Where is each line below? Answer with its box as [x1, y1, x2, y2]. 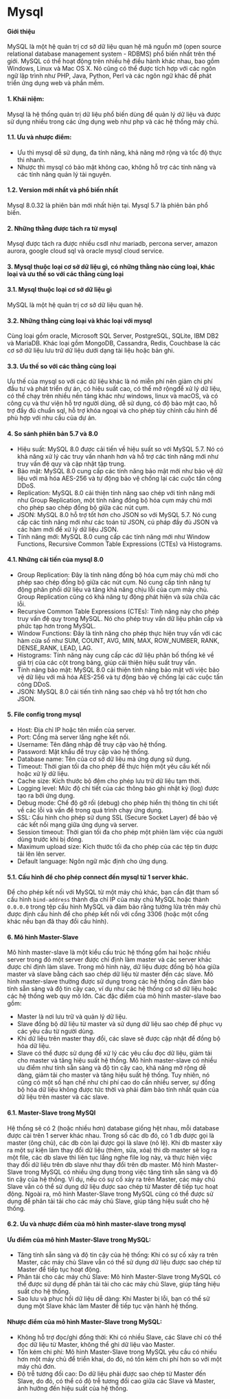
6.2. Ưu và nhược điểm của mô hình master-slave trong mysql [7, 1220, 187, 1228]
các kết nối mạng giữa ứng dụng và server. [16, 821, 139, 829]
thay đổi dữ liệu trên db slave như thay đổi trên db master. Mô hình [7, 1160, 195, 1168]
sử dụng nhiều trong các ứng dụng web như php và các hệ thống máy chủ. [7, 117, 219, 126]
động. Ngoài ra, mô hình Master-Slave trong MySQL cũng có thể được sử [7, 1190, 214, 1198]
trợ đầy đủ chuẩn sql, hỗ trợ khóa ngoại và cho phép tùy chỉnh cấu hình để [7, 407, 218, 415]
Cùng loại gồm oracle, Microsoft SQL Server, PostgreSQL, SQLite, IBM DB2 [7, 332, 219, 340]
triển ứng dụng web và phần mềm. [7, 79, 104, 87]
